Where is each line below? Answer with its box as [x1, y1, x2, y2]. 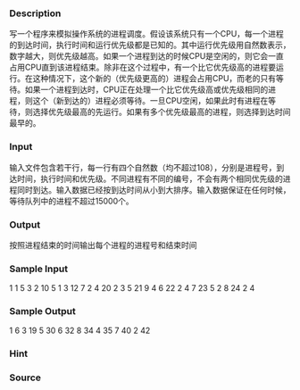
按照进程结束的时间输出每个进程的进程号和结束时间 [9, 239, 197, 250]
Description [9, 7, 62, 20]
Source [9, 371, 42, 384]
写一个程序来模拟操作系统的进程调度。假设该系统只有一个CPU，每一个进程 [9, 29, 284, 39]
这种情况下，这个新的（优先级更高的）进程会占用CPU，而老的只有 [32, 73, 277, 84]
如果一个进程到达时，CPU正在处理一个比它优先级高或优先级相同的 [24, 84, 269, 95]
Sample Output [9, 305, 76, 318]
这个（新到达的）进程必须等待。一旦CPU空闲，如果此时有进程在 [32, 95, 269, 106]
